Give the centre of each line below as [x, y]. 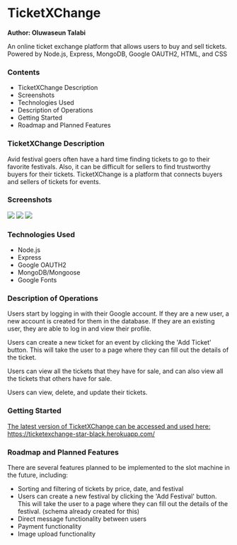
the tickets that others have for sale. [60, 379]
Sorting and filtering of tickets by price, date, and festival [100, 489]
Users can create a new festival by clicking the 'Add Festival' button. [117, 496]
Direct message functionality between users [82, 519]
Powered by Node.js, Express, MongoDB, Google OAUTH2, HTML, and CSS [117, 54]
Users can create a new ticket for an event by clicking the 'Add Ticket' [110, 343]
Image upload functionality [57, 534]
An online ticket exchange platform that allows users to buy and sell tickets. [117, 46]
